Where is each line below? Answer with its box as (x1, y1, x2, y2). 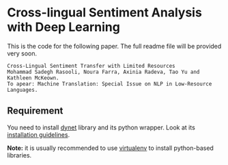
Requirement (7, 105, 63, 117)
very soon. (7, 49, 38, 58)
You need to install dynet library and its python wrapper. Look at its (7, 123, 196, 131)
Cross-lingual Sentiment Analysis (7, 5, 203, 21)
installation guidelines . (7, 130, 70, 138)
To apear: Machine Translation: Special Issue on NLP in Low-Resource (7, 80, 212, 87)
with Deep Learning (7, 19, 121, 35)
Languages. (7, 86, 38, 93)
